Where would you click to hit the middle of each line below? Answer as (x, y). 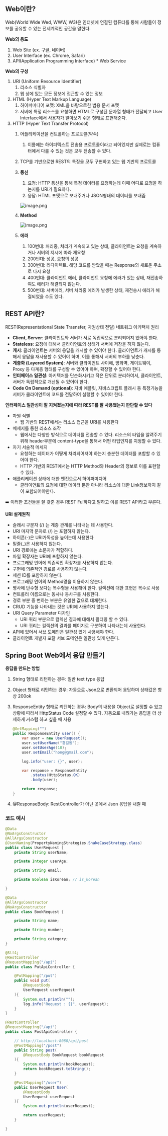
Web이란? (21, 9)
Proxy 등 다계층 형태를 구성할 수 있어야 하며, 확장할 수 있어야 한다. (77, 369)
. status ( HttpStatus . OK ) (55, 775)
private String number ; (39, 930)
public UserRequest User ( (41, 1087)
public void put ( (32, 980)
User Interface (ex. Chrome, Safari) (49, 55)
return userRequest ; (45, 1115)
